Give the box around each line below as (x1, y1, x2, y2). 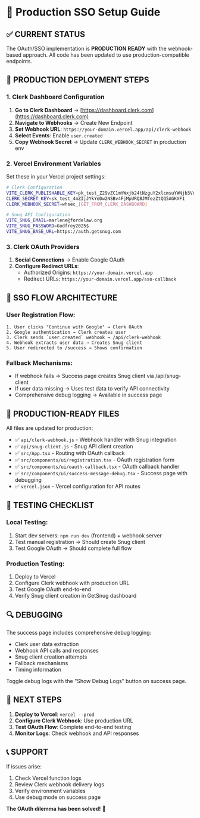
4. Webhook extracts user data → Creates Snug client (6, 340, 143, 346)
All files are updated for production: (6, 425, 93, 432)
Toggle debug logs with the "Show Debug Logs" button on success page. (6, 677, 187, 684)
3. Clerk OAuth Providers (6, 242, 80, 251)
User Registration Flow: (6, 310, 76, 319)
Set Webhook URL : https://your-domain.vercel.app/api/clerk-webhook (14, 125, 192, 133)
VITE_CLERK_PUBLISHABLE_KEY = (6, 190, 79, 196)
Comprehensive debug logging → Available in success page (14, 391, 162, 399)
